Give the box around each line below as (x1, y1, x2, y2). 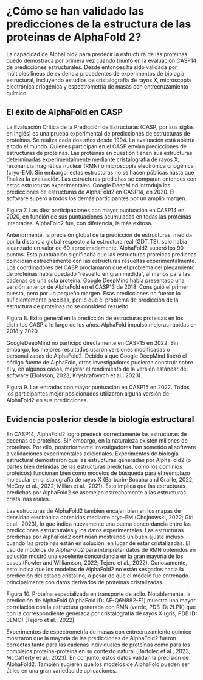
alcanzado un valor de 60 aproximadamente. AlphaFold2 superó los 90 (6, 244, 184, 251)
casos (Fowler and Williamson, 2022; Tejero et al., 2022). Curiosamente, (6, 559, 187, 566)
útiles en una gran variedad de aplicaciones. (6, 667, 117, 674)
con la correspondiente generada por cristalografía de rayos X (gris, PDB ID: (6, 609, 198, 617)
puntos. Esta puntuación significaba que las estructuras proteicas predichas (6, 250, 197, 258)
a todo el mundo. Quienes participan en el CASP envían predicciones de (6, 142, 187, 150)
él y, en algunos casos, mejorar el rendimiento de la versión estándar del (6, 365, 188, 372)
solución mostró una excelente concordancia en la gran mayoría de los (6, 552, 184, 560)
